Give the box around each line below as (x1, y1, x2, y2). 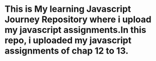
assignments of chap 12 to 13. (4, 45, 129, 57)
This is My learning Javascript (4, 3, 131, 15)
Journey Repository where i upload (4, 14, 152, 25)
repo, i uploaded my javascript (4, 35, 132, 46)
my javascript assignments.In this (4, 25, 147, 35)
